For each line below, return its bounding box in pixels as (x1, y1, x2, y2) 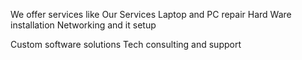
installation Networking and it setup (10, 19, 157, 31)
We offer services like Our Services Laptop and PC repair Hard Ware (10, 9, 292, 20)
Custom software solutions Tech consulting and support (10, 39, 242, 50)
